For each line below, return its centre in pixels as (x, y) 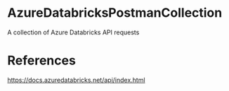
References (41, 61)
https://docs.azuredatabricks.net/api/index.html (76, 80)
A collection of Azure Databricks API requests (73, 32)
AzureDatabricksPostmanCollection (115, 13)
